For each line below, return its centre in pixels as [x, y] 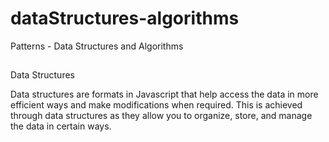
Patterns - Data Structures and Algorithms [97, 46]
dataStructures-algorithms [125, 18]
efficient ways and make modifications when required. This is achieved [156, 105]
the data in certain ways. [61, 126]
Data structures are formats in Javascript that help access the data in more [164, 94]
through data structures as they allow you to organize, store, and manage [161, 116]
